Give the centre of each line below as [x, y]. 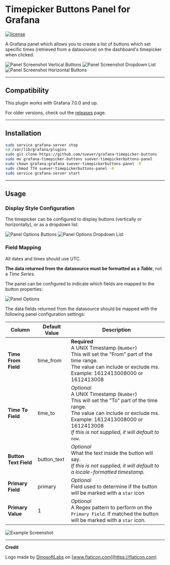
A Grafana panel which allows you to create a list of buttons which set [78, 44]
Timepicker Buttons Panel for [68, 9]
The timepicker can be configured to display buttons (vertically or [74, 219]
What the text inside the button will [112, 453]
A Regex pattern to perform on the [112, 507]
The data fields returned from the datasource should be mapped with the [81, 309]
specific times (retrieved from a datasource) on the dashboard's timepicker [83, 49]
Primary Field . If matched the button [115, 514]
